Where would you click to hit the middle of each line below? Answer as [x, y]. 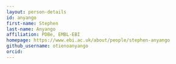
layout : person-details [37, 12]
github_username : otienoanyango [47, 46]
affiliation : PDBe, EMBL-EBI [43, 35]
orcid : [15, 52]
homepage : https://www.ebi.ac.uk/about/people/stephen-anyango [88, 40]
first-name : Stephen [33, 23]
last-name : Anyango [31, 29]
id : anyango [21, 18]
